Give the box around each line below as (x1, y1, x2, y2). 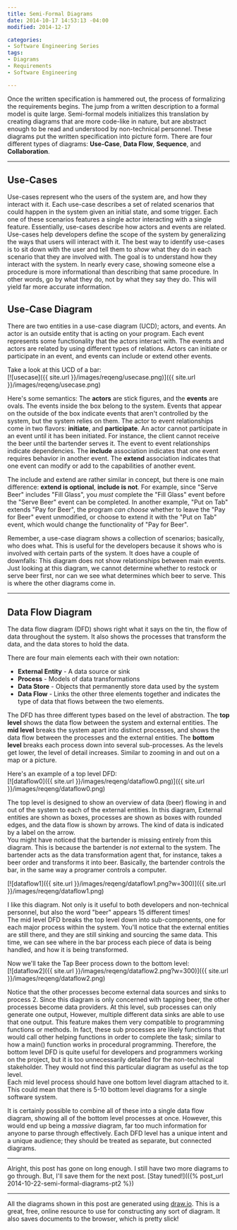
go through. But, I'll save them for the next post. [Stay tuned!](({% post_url (7, 1172, 224, 1181)
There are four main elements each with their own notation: (7, 653, 180, 662)
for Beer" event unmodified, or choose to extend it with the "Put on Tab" (7, 513, 217, 521)
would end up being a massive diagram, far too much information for (7, 1121, 207, 1130)
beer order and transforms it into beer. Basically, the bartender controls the (7, 858, 226, 867)
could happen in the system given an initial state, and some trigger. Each (7, 207, 219, 216)
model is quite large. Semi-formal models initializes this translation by (7, 109, 209, 118)
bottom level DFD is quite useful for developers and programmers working (7, 1048, 223, 1056)
